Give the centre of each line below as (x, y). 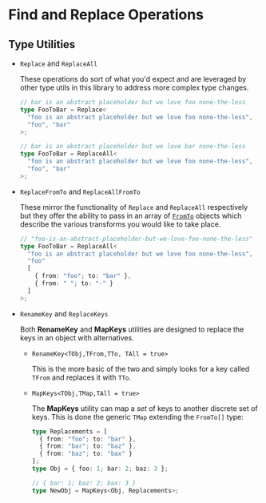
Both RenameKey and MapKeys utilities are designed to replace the (132, 329)
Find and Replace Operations (106, 15)
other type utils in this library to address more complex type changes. (134, 87)
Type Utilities (42, 44)
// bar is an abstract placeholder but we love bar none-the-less (133, 147)
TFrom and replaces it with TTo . (81, 377)
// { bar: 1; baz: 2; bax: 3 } (84, 483)
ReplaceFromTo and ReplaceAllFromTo (80, 191)
